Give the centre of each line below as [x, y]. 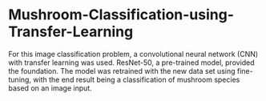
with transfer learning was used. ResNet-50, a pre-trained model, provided [131, 63]
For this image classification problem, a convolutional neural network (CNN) [133, 54]
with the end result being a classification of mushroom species [137, 79]
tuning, [20, 79]
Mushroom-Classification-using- [121, 15]
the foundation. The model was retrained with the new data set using [122, 71]
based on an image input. [50, 88]
